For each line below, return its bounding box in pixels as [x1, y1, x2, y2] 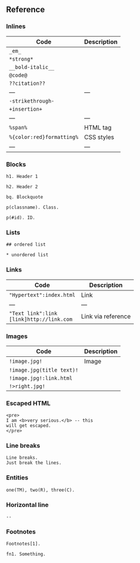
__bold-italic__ [9, 64, 55, 70]
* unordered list [6, 252, 49, 258]
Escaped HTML [6, 399, 51, 407]
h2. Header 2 [6, 184, 38, 190]
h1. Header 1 [6, 173, 38, 179]
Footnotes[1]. [6, 541, 41, 547]
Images [6, 332, 28, 340]
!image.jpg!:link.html [9, 375, 72, 382]
